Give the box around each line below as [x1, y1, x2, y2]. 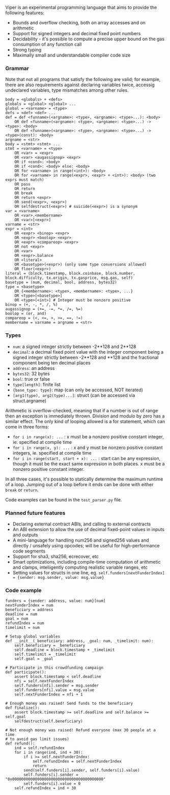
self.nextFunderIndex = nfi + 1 [14, 692, 83, 697]
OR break [14, 191, 33, 196]
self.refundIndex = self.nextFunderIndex [32, 759, 122, 764]
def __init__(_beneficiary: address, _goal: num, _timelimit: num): [5, 639, 154, 644]
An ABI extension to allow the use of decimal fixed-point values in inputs [12, 526, 164, 532]
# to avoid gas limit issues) [5, 736, 70, 742]
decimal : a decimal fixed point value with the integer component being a [12, 349, 164, 355]
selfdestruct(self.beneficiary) [14, 719, 83, 724]
